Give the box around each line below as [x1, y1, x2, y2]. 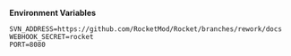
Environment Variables [9, 8, 97, 18]
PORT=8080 [9, 40, 47, 49]
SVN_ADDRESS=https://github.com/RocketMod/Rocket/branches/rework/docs [9, 25, 282, 34]
